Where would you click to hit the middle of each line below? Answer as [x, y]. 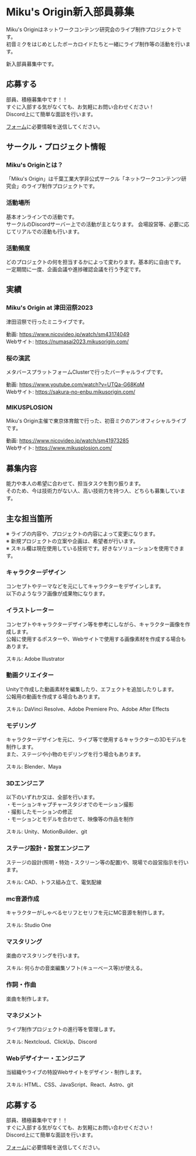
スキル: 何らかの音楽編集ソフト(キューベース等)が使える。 [76, 968]
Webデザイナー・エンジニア [46, 1058]
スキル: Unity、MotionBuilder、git [47, 831]
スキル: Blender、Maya [34, 767]
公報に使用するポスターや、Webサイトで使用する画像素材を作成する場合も [96, 639]
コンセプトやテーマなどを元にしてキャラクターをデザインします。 [85, 586]
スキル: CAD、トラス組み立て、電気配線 [54, 882]
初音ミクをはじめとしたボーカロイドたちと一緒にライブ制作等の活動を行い [96, 44]
